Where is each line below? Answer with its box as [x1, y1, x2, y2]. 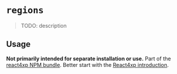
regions [6, 5, 44, 16]
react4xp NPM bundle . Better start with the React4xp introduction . [6, 61, 169, 68]
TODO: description [20, 22, 67, 29]
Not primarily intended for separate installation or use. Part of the [6, 55, 171, 62]
